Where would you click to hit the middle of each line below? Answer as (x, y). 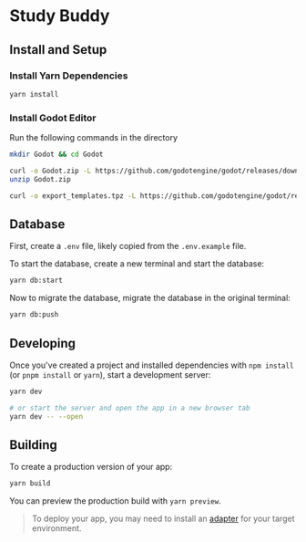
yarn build (30, 484)
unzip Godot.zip (40, 179)
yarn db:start (36, 281)
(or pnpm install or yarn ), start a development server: (110, 374)
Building (33, 445)
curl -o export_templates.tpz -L (73, 196)
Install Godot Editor (53, 118)
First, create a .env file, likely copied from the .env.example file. (128, 246)
